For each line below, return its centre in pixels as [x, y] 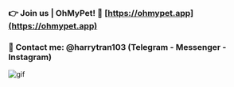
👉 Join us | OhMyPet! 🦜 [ [58, 13]
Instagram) [30, 57]
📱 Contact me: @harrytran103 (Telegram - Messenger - [117, 47]
